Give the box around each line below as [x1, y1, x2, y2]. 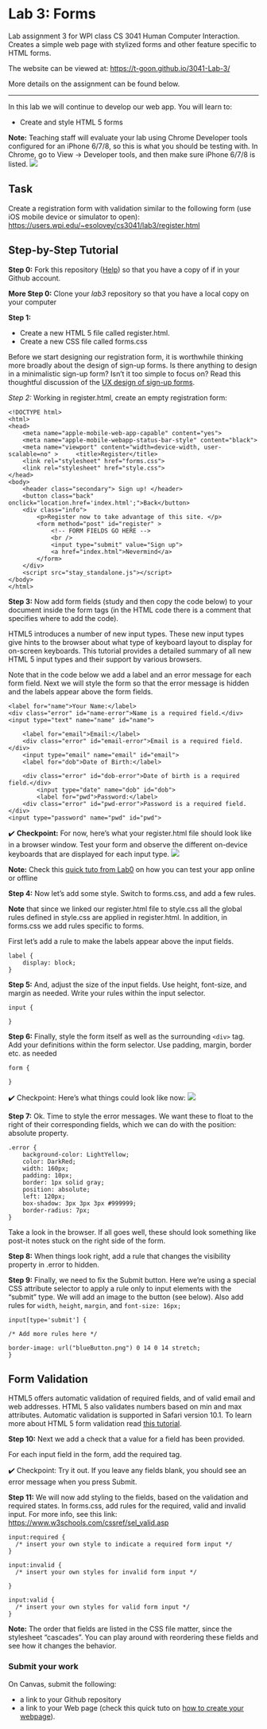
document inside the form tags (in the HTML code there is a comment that [8, 605, 252, 615]
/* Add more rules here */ [8, 1330, 98, 1338]
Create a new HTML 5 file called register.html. [19, 328, 170, 337]
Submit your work [8, 1661, 79, 1672]
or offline [8, 873, 38, 882]
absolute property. [8, 1128, 69, 1138]
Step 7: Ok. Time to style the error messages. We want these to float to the [8, 1111, 253, 1121]
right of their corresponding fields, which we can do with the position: [8, 1119, 237, 1129]
